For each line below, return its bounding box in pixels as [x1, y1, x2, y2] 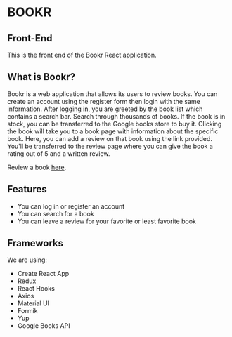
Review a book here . [7, 163, 67, 171]
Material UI [17, 299, 50, 308]
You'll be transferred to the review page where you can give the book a [7, 142, 213, 150]
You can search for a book [17, 209, 95, 218]
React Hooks [17, 284, 55, 293]
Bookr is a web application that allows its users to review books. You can [7, 89, 218, 98]
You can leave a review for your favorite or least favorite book [17, 217, 197, 225]
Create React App [17, 270, 70, 278]
